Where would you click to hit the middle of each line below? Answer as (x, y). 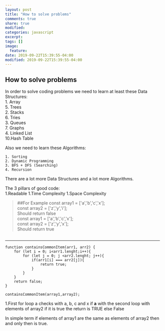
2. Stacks (15, 112)
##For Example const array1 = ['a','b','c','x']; (61, 203)
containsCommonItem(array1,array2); (42, 295)
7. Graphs (15, 128)
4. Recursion (18, 170)
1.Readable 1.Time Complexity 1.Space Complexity (56, 194)
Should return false (37, 213)
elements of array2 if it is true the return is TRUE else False (65, 309)
